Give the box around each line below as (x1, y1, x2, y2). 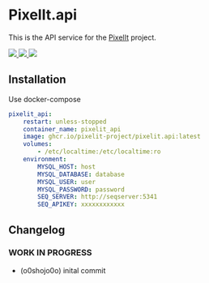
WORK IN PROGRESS (8, 247, 92, 259)
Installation (8, 73, 66, 87)
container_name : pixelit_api (23, 125, 122, 133)
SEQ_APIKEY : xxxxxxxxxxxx (37, 200, 126, 208)
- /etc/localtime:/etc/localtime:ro (37, 148, 161, 156)
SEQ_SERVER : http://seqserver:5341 (37, 193, 158, 201)
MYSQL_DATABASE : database (37, 170, 126, 178)
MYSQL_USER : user (37, 178, 96, 186)
